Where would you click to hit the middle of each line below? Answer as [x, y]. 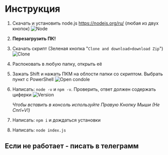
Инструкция [32, 9]
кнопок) [21, 28]
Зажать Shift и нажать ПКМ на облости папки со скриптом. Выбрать [87, 74]
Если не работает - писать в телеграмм [72, 146]
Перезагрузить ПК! [34, 38]
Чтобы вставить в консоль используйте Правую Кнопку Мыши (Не [86, 104]
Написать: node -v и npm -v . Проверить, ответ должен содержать [84, 89]
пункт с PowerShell [33, 79]
